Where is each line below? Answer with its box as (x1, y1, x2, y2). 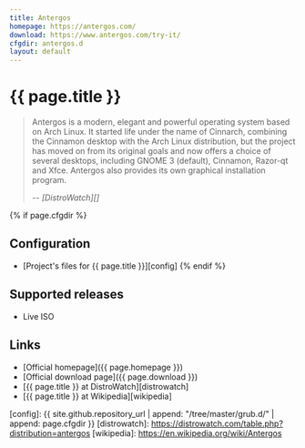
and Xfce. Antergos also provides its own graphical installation (31, 165, 266, 176)
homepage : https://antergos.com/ (9, 22, 137, 31)
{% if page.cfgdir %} (9, 210, 87, 221)
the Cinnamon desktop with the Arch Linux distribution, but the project (31, 136, 296, 147)
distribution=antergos (9, 427, 91, 438)
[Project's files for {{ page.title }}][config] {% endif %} (22, 260, 226, 271)
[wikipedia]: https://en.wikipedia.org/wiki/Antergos (92, 427, 282, 438)
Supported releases (9, 287, 125, 302)
